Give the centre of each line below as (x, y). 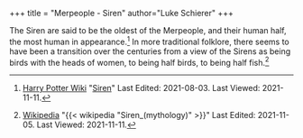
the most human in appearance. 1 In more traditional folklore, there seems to (150, 41)
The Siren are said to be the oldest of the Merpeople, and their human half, (148, 30)
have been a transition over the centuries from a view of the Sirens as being (150, 51)
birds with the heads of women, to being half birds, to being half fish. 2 (139, 61)
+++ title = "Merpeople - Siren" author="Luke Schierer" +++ (122, 13)
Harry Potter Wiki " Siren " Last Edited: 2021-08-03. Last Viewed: (141, 88)
